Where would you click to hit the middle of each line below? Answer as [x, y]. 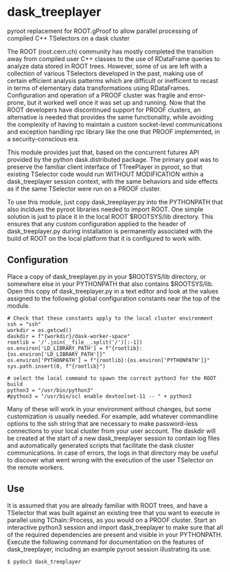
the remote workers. [36, 467]
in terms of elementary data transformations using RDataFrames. [99, 88]
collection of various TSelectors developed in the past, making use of [105, 73]
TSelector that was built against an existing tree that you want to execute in [114, 512]
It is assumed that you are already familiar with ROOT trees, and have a [107, 505]
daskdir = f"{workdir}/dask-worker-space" [69, 336]
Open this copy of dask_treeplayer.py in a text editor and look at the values [113, 291]
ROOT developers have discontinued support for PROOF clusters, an [104, 110]
